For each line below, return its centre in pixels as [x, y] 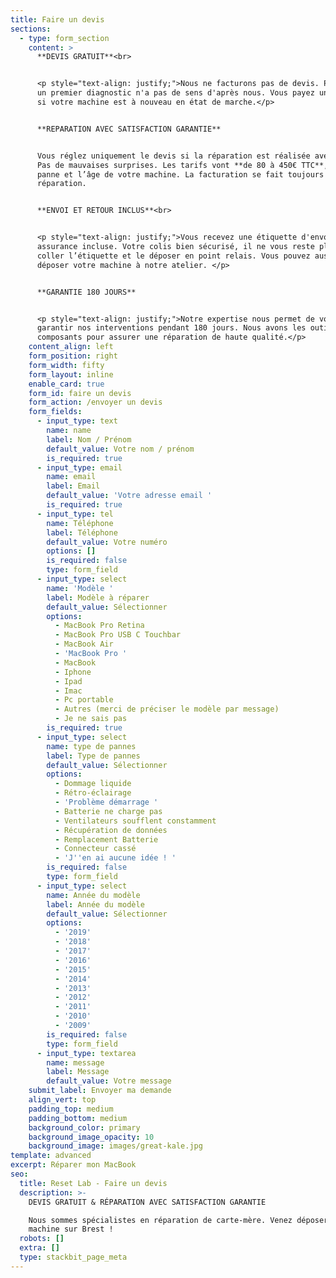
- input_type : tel [75, 514]
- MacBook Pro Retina [99, 626]
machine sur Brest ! [71, 1229]
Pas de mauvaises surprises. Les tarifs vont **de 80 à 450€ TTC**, [182, 165]
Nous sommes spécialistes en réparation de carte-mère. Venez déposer [178, 1220]
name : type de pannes [91, 746]
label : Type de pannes [93, 756]
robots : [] [42, 1239]
